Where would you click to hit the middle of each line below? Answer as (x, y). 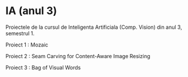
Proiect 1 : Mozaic (27, 45)
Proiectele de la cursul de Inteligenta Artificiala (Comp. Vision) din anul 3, (94, 27)
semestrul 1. (20, 33)
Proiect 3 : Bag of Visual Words (43, 67)
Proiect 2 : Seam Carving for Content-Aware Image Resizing (78, 56)
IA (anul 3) (31, 11)
